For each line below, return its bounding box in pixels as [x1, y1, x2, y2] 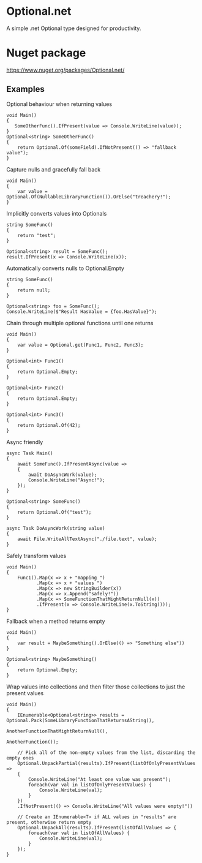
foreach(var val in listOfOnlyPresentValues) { [28, 782, 152, 788]
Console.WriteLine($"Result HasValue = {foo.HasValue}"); [6, 308, 157, 315]
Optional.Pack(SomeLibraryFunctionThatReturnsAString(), [6, 717, 155, 723]
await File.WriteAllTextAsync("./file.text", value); [17, 536, 157, 542]
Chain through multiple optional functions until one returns [6, 319, 154, 326]
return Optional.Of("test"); [17, 509, 92, 515]
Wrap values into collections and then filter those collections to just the [6, 683, 185, 690]
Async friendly [6, 438, 43, 445]
